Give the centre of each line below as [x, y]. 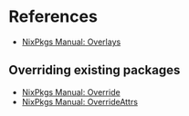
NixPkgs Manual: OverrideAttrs [80, 101]
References [53, 17]
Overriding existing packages [94, 70]
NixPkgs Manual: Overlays [71, 42]
